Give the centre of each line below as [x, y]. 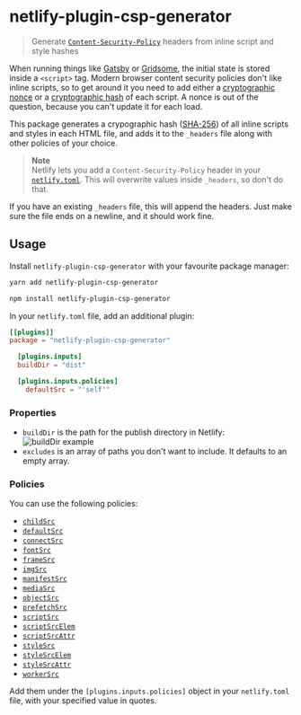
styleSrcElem [47, 656]
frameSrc [39, 560]
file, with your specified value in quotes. [83, 701]
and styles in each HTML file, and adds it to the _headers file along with [141, 133]
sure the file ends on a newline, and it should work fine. [111, 216]
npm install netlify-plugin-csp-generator [90, 298]
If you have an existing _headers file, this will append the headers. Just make [150, 206]
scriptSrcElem [49, 627]
